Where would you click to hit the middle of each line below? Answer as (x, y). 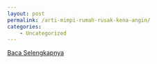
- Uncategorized (43, 33)
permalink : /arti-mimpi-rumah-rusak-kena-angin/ (79, 20)
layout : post (26, 14)
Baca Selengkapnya (36, 53)
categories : (24, 26)
